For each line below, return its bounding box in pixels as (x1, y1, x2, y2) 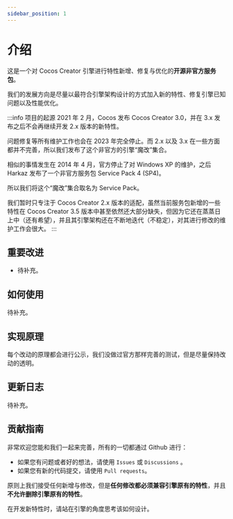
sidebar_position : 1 (7, 10, 67, 17)
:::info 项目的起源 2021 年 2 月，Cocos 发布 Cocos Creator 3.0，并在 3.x (7, 113, 213, 121)
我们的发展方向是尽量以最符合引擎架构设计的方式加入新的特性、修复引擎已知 (7, 90, 226, 98)
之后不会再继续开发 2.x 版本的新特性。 (12, 122, 123, 130)
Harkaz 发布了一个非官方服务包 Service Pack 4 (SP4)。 (7, 169, 165, 177)
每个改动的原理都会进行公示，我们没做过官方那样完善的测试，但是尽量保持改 (7, 350, 226, 358)
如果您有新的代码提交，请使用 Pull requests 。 (17, 466, 151, 475)
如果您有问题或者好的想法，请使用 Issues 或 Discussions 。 (17, 457, 187, 466)
